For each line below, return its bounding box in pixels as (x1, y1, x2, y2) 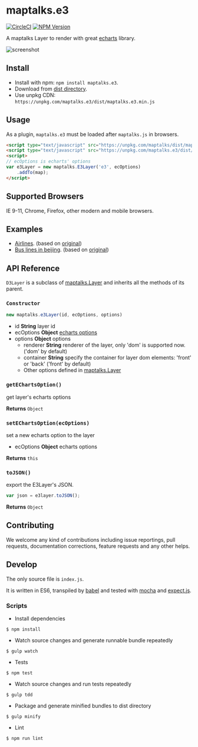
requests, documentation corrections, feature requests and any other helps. (6, 542, 190, 549)
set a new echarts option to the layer (6, 431, 95, 438)
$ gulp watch (6, 648, 38, 654)
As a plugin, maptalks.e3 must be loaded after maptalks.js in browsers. (6, 131, 179, 138)
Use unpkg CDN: (14, 91, 56, 98)
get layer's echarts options (6, 393, 71, 400)
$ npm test (6, 670, 33, 676)
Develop (6, 560, 37, 570)
